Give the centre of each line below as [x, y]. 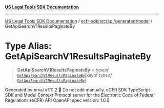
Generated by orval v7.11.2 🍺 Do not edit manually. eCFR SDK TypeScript [78, 89]
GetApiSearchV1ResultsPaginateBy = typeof [63, 70]
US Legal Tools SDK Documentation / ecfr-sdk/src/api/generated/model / [79, 21]
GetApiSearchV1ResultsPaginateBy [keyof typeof [64, 75]
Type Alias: [29, 46]
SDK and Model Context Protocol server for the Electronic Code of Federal [80, 95]
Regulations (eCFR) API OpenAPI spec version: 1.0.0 [57, 100]
